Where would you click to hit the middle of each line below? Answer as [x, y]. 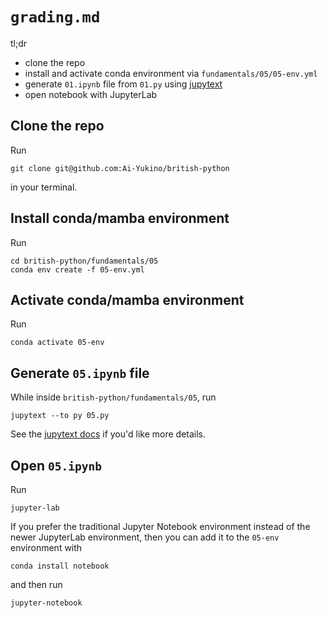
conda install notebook [60, 566]
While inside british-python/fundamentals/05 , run [113, 397]
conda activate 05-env [57, 343]
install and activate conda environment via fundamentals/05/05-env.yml [171, 73]
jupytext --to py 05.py [60, 416]
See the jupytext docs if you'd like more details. [108, 434]
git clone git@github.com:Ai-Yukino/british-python [120, 168]
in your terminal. [44, 187]
